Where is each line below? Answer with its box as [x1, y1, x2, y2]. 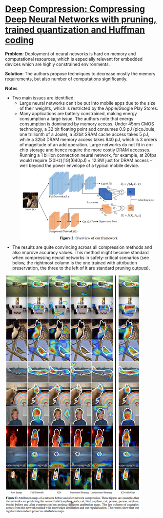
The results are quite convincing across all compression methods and [12, 244, 152, 250]
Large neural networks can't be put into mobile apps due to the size [19, 100, 156, 106]
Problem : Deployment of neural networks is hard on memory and [5, 50, 136, 57]
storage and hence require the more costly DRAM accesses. [29, 147, 150, 153]
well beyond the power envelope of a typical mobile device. [19, 163, 139, 168]
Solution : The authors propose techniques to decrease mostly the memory [5, 71, 156, 76]
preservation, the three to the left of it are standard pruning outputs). [12, 265, 150, 271]
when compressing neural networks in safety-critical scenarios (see [12, 255, 149, 260]
